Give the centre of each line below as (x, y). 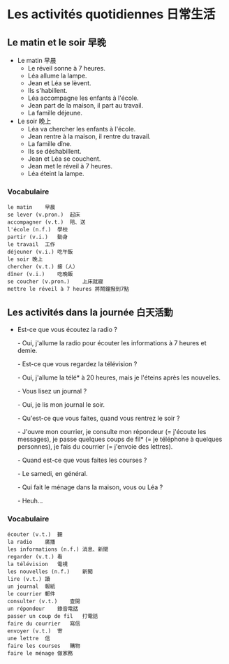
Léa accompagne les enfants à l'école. (83, 98)
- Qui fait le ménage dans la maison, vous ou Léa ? (90, 487)
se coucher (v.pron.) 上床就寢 (55, 282)
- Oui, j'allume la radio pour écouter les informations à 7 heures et (112, 343)
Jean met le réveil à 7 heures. (70, 166)
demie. (27, 351)
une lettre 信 (29, 639)
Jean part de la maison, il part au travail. (86, 105)
